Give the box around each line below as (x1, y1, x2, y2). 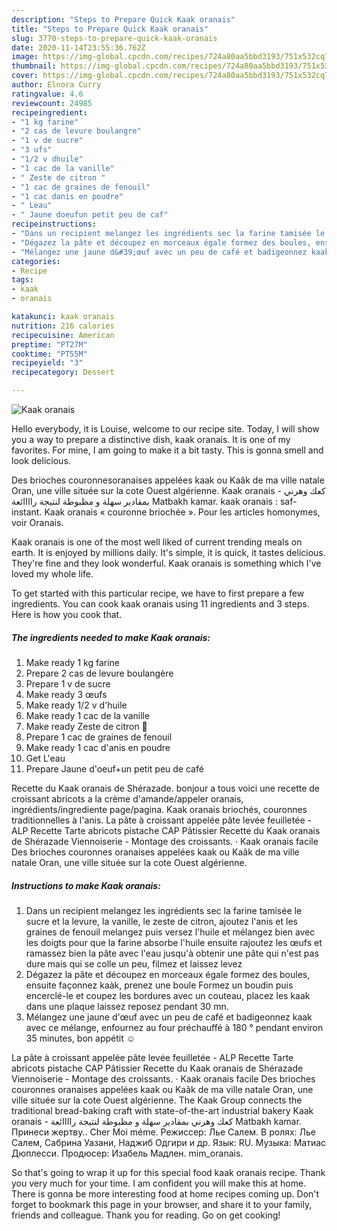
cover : (11, 71, 39, 81)
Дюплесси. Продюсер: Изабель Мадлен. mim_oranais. (11, 1147, 244, 1159)
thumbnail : (11, 61, 57, 71)
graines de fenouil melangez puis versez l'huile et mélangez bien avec (25, 926, 316, 938)
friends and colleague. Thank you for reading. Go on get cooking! (11, 1209, 281, 1221)
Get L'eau (25, 752, 66, 764)
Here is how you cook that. (11, 609, 123, 620)
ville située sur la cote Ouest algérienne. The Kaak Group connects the (11, 1094, 303, 1106)
